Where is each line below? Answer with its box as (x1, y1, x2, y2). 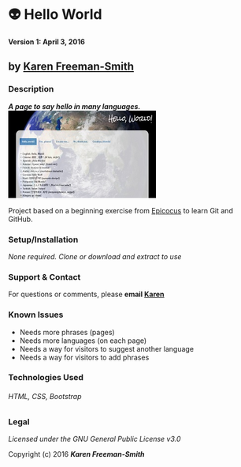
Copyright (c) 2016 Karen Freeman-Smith (8, 450, 145, 459)
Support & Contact (8, 271, 81, 282)
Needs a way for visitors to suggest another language (19, 344, 195, 353)
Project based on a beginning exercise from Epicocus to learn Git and (8, 205, 234, 215)
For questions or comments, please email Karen (8, 289, 165, 299)
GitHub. (8, 214, 33, 224)
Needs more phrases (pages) (19, 327, 116, 337)
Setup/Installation (8, 234, 79, 245)
